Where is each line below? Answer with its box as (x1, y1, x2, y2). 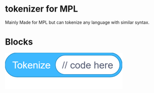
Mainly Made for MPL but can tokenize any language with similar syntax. (5, 19, 150, 25)
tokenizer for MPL (5, 3, 78, 15)
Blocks (5, 36, 33, 47)
